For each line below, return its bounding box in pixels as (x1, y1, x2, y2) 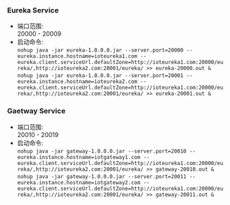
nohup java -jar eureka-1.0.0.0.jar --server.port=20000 (16, 47, 184, 54)
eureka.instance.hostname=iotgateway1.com (16, 153, 141, 160)
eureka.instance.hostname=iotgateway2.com (16, 179, 141, 186)
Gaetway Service (7, 106, 66, 116)
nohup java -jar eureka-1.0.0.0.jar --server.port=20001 (16, 72, 184, 79)
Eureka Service (7, 6, 59, 15)
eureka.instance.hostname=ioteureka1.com (16, 53, 137, 60)
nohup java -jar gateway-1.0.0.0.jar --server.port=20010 (16, 147, 187, 155)
